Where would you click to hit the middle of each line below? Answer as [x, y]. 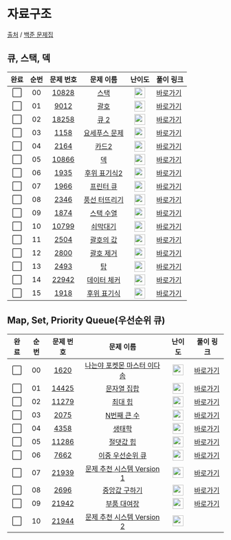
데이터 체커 [104, 280]
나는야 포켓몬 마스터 [115, 365]
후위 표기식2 [104, 173]
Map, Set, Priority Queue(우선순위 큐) [86, 320]
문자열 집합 [122, 389]
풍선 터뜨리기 [103, 200]
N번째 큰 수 [123, 416]
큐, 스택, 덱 [29, 58]
